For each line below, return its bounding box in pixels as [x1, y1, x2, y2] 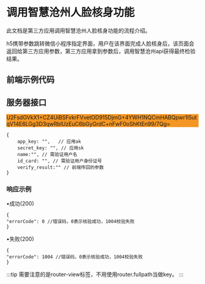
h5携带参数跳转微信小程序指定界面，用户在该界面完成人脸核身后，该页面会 [6, 40, 195, 47]
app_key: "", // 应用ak [17, 138, 81, 145]
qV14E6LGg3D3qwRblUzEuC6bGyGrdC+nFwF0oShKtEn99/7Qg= [6, 120, 171, 128]
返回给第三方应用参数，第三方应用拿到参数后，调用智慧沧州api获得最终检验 [6, 47, 196, 55]
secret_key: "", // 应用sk [17, 145, 84, 151]
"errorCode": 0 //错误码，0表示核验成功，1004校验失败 [6, 219, 135, 225]
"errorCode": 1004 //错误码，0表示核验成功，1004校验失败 [6, 254, 143, 260]
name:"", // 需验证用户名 [17, 152, 77, 158]
